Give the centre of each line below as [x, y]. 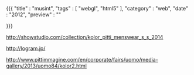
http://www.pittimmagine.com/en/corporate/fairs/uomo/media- [82, 60]
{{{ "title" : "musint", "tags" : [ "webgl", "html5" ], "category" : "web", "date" [97, 8]
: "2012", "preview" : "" [34, 15]
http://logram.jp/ [26, 48]
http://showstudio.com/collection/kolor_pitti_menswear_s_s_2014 [85, 37]
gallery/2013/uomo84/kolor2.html [46, 66]
